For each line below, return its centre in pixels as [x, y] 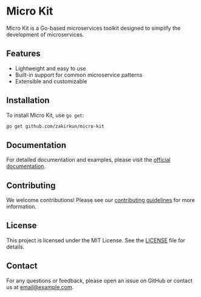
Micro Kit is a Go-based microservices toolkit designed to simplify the [94, 28]
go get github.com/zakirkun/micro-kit [55, 126]
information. [22, 207]
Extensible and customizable [51, 81]
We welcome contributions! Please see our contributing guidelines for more [101, 200]
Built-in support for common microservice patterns [79, 75]
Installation [28, 101]
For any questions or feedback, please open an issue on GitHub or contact [100, 281]
